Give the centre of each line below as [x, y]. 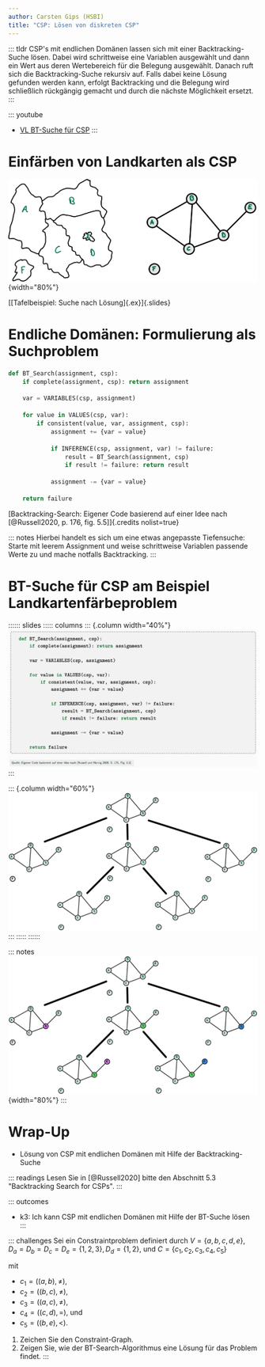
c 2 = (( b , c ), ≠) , [44, 1293]
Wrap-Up [39, 1132]
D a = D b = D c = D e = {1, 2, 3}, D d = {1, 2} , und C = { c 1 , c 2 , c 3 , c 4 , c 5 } [117, 1249]
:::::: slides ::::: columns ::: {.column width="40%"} [90, 625]
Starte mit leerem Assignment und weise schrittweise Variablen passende [128, 545]
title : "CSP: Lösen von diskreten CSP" [74, 25]
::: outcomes [28, 1201]
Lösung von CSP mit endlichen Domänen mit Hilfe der [107, 1154]
